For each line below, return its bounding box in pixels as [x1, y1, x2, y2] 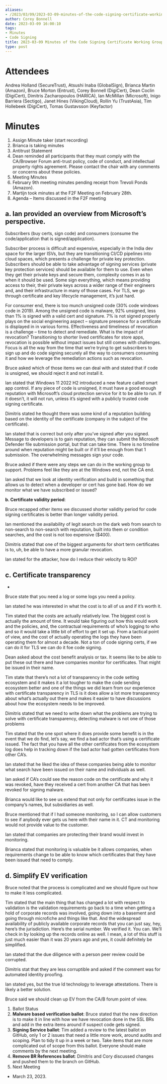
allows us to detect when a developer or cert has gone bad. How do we [5, 482, 152, 488]
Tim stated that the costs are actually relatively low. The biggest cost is [5, 613, 151, 619]
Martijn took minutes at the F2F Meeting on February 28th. [12, 190, 133, 196]
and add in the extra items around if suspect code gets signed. [12, 1021, 141, 1027]
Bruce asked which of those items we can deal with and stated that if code [5, 365, 158, 371]
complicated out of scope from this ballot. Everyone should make [12, 1042, 146, 1049]
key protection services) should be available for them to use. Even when [5, 266, 153, 272]
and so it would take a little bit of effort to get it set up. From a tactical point [5, 629, 159, 635]
